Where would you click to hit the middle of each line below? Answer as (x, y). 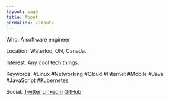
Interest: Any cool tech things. (43, 62)
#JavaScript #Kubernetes (37, 80)
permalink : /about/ (30, 23)
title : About (22, 17)
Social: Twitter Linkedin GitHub (44, 92)
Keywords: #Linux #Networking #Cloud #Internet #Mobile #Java (85, 74)
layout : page (22, 12)
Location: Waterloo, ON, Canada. (47, 51)
